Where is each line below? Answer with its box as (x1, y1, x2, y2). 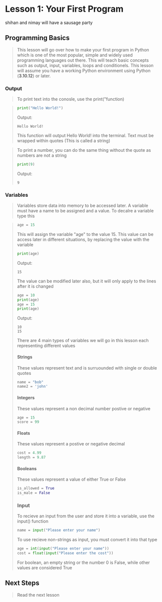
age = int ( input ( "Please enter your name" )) (17, 546, 109, 551)
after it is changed (17, 283, 54, 289)
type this (17, 213, 35, 219)
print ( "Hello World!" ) (17, 106, 63, 111)
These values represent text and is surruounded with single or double (17, 365, 157, 370)
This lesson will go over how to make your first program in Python (17, 46, 149, 52)
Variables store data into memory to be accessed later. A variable (17, 203, 148, 208)
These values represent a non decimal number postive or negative (17, 405, 151, 412)
